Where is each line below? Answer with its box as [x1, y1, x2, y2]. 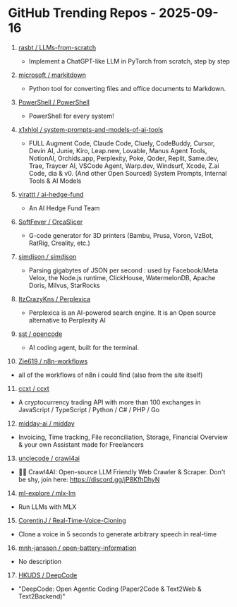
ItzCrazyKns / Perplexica [18, 294, 91, 303]
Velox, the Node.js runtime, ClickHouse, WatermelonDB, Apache [28, 273, 216, 282]
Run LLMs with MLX [18, 503, 77, 511]
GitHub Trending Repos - [8, 5, 157, 21]
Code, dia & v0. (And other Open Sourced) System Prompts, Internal [28, 169, 227, 177]
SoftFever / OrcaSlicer [18, 217, 83, 226]
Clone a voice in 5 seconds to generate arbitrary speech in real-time [18, 529, 217, 538]
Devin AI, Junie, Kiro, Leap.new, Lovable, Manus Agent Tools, [28, 146, 207, 155]
